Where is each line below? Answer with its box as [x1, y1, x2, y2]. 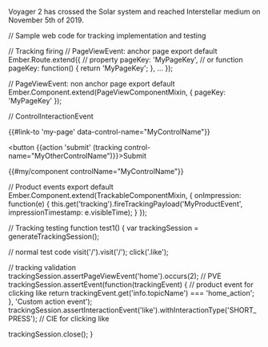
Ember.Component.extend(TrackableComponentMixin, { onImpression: [8, 191, 242, 200]
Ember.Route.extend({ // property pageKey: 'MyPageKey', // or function [8, 55, 244, 64]
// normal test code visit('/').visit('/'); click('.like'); [8, 248, 170, 256]
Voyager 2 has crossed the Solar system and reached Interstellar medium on [8, 7, 261, 16]
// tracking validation [8, 263, 77, 272]
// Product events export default [8, 182, 114, 192]
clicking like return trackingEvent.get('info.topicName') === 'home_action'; [8, 288, 254, 297]
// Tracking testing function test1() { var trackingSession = [8, 224, 199, 232]
